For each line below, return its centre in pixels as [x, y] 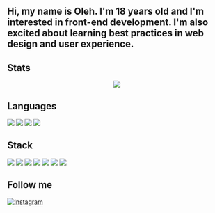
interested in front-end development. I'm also [108, 23]
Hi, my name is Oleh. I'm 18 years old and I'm [106, 11]
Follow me [30, 185]
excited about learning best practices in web [105, 33]
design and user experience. [71, 44]
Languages [32, 106]
